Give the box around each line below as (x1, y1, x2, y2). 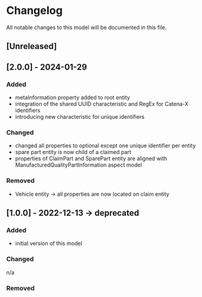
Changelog (6, 4, 63, 18)
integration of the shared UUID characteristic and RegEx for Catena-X (15, 101, 189, 108)
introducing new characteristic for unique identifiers (15, 113, 145, 121)
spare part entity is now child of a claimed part (15, 148, 132, 156)
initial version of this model (15, 240, 83, 247)
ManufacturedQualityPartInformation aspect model (15, 161, 142, 169)
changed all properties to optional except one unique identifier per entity (15, 142, 196, 149)
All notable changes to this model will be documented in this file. (6, 24, 167, 31)
